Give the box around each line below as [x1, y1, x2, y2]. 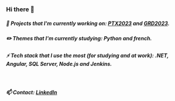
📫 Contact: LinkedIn [6, 89, 57, 96]
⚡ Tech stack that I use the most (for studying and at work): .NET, [6, 52, 169, 59]
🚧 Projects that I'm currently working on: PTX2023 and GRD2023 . [6, 20, 170, 27]
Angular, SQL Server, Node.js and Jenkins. [6, 61, 112, 68]
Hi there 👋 [6, 5, 35, 13]
